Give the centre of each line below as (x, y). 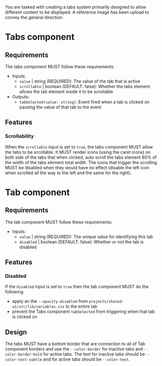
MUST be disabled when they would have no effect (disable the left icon (77, 167)
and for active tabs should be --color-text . (86, 359)
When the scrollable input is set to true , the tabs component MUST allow (79, 147)
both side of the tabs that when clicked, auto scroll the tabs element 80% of (81, 157)
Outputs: (21, 97)
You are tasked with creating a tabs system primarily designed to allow (76, 7)
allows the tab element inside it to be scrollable (66, 91)
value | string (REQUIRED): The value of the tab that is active (80, 81)
